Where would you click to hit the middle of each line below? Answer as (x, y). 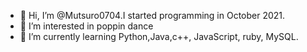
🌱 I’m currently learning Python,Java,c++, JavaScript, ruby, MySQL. (159, 36)
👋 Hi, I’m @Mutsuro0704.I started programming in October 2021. (152, 15)
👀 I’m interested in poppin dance (86, 26)
